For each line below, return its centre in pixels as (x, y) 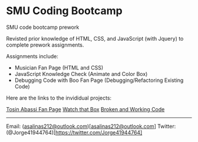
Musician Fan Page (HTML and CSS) (59, 67)
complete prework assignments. (45, 45)
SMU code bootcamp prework (43, 27)
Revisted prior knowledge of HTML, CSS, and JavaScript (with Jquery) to (95, 38)
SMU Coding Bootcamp (64, 11)
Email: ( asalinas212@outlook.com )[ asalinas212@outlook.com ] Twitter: (91, 126)
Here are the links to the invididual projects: (59, 98)
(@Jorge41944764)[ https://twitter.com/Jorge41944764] (74, 132)
